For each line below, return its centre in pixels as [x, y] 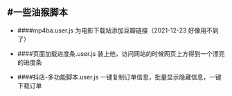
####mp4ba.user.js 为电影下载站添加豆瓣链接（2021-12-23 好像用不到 [118, 30]
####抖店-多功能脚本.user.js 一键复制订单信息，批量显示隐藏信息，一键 [119, 77]
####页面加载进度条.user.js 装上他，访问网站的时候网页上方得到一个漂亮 [121, 53]
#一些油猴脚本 [37, 12]
